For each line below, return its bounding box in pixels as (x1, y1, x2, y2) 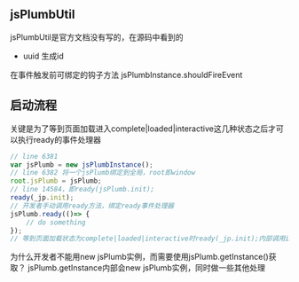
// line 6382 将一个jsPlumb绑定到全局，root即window (10, 168, 196, 177)
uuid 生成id (22, 51, 65, 61)
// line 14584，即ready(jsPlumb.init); (10, 185, 155, 194)
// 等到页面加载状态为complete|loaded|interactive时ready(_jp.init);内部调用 (10, 234, 286, 243)
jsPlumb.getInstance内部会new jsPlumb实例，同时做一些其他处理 (27, 262, 265, 273)
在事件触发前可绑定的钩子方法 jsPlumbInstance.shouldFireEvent (10, 69, 243, 80)
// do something (26, 217, 87, 227)
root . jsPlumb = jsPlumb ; (10, 176, 102, 185)
